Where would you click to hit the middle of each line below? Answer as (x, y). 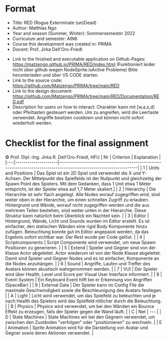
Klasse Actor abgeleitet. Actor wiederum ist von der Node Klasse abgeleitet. (83, 253)
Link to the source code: (37, 80)
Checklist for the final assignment (77, 143)
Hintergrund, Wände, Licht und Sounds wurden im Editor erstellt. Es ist (78, 221)
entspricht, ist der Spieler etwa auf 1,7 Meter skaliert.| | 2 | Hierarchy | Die (81, 189)
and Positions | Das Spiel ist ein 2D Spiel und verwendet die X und (73, 173)
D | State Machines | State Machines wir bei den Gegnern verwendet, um (80, 317)
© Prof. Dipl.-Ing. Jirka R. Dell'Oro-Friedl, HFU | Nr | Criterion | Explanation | (83, 157)
